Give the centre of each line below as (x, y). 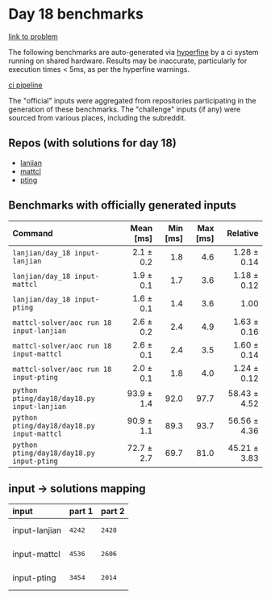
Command (33, 233)
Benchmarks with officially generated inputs (122, 206)
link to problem (33, 36)
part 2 (113, 512)
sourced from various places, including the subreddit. (98, 117)
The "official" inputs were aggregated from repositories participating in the (132, 100)
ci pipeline (25, 85)
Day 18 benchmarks (76, 14)
